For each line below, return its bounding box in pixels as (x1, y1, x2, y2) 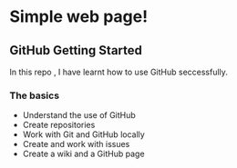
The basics (9, 89, 60, 102)
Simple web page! (9, 6, 149, 27)
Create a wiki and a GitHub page (22, 148, 145, 160)
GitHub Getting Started (9, 43, 143, 58)
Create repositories (22, 120, 96, 131)
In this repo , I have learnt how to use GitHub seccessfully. (9, 66, 228, 77)
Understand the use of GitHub (22, 110, 137, 121)
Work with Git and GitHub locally (22, 129, 146, 140)
